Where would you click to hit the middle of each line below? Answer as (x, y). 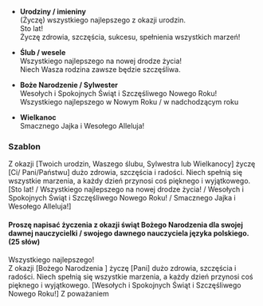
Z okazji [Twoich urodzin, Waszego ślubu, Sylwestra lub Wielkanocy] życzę (132, 164)
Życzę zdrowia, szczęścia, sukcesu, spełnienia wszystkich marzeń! (130, 37)
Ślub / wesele (43, 52)
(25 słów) (24, 241)
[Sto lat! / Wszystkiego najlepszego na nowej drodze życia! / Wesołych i (126, 189)
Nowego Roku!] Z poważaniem (59, 293)
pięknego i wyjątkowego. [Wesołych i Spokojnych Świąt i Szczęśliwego (125, 285)
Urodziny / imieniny (53, 12)
